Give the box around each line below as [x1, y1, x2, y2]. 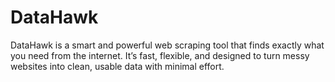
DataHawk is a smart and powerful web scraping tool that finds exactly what [10, 39, 325, 51]
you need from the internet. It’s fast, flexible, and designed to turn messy [10, 49, 310, 61]
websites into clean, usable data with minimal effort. [10, 60, 225, 72]
